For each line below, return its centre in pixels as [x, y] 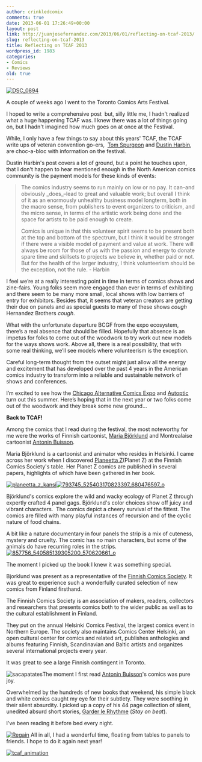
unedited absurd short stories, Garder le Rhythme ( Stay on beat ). [87, 711]
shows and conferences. [37, 382]
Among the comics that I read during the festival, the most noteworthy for [97, 429]
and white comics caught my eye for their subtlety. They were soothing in [97, 699]
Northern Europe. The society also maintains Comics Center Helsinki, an [96, 632]
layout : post [23, 29]
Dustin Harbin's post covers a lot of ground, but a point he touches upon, [97, 163]
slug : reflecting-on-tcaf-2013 [45, 40]
